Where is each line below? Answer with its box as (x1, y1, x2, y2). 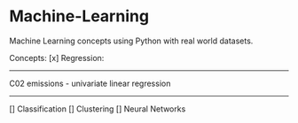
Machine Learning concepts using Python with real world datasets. (9, 35, 254, 46)
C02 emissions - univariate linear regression (9, 78, 171, 88)
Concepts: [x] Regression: (9, 52, 105, 63)
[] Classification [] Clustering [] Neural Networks (9, 104, 186, 114)
